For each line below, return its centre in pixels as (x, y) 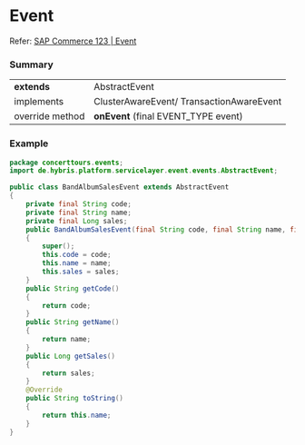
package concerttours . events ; (67, 163)
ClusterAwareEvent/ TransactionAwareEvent (188, 102)
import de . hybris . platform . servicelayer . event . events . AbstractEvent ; (144, 171)
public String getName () (73, 322)
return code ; (67, 305)
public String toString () (75, 399)
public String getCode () (73, 288)
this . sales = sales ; (81, 272)
